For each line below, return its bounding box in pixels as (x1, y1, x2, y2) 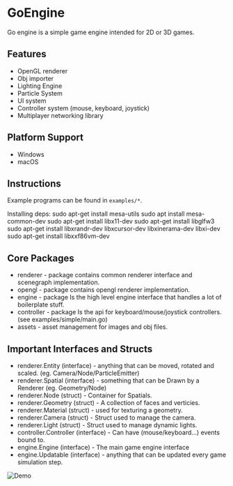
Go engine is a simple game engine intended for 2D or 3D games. (7, 28, 195, 36)
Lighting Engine (17, 82, 63, 90)
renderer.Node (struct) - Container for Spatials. (17, 391, 152, 399)
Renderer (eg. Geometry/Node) (17, 384, 107, 392)
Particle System (17, 89, 63, 97)
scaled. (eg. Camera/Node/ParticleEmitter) (17, 369, 140, 377)
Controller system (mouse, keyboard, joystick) (17, 103, 150, 112)
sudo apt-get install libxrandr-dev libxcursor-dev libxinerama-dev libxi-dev (7, 225, 220, 233)
